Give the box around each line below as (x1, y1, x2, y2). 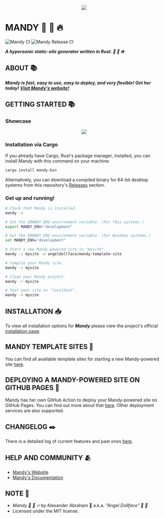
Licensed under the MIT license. (12, 508, 79, 514)
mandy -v (5, 210, 23, 215)
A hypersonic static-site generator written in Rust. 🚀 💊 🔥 (5, 48, 124, 55)
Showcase (5, 118, 31, 125)
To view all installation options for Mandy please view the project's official (5, 323, 158, 329)
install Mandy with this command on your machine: (5, 158, 110, 164)
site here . (5, 361, 25, 367)
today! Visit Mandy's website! (5, 85, 69, 91)
